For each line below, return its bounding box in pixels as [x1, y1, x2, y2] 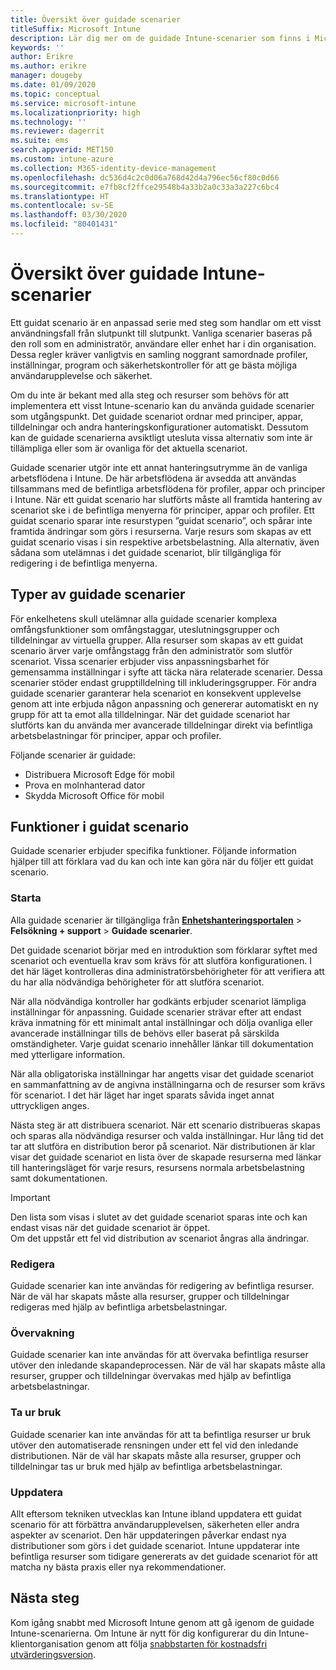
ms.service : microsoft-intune [10, 98, 137, 108]
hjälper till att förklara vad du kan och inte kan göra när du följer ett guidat [10, 856, 314, 868]
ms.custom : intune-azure [10, 154, 114, 164]
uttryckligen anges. [10, 1099, 90, 1111]
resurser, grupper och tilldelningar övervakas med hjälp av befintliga [10, 1370, 292, 1382]
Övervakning [10, 1326, 75, 1340]
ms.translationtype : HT [10, 191, 110, 201]
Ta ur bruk [10, 1406, 62, 1420]
